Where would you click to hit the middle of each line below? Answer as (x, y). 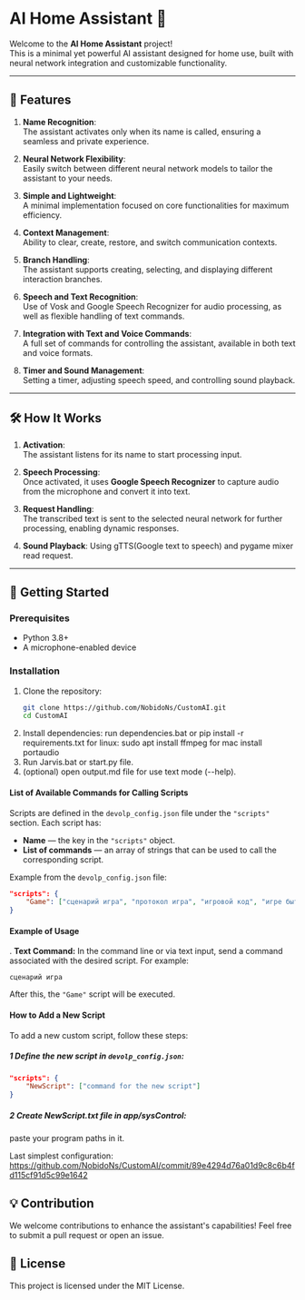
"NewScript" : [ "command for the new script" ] (113, 1087)
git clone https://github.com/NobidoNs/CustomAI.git (124, 707)
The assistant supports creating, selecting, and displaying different (148, 269)
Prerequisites (39, 618)
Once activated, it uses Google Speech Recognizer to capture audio (151, 481)
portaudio (41, 753)
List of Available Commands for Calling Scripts (99, 793)
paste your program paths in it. (67, 1138)
